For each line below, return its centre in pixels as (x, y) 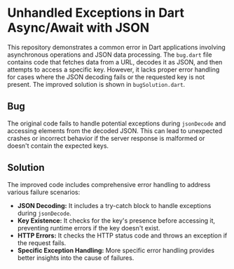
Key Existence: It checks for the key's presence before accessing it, (116, 220)
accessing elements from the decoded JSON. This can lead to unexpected (115, 130)
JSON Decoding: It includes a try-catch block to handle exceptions (114, 205)
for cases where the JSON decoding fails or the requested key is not (106, 77)
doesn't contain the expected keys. (58, 146)
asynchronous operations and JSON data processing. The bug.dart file (110, 55)
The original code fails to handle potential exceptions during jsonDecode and (117, 123)
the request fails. (42, 242)
